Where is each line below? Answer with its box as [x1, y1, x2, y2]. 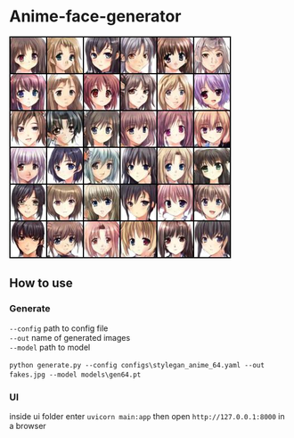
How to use [9, 276, 73, 291]
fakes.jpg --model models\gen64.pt [9, 370, 142, 379]
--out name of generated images [9, 332, 131, 343]
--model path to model [9, 342, 91, 352]
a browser [9, 420, 46, 431]
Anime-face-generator [9, 6, 182, 27]
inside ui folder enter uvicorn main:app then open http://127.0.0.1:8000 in [9, 410, 285, 421]
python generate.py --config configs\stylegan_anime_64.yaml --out [9, 360, 265, 369]
